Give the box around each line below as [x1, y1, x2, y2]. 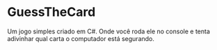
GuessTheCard [7, 4, 96, 20]
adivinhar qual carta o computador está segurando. [7, 34, 155, 42]
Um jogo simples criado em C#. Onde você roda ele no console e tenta [7, 27, 211, 35]
